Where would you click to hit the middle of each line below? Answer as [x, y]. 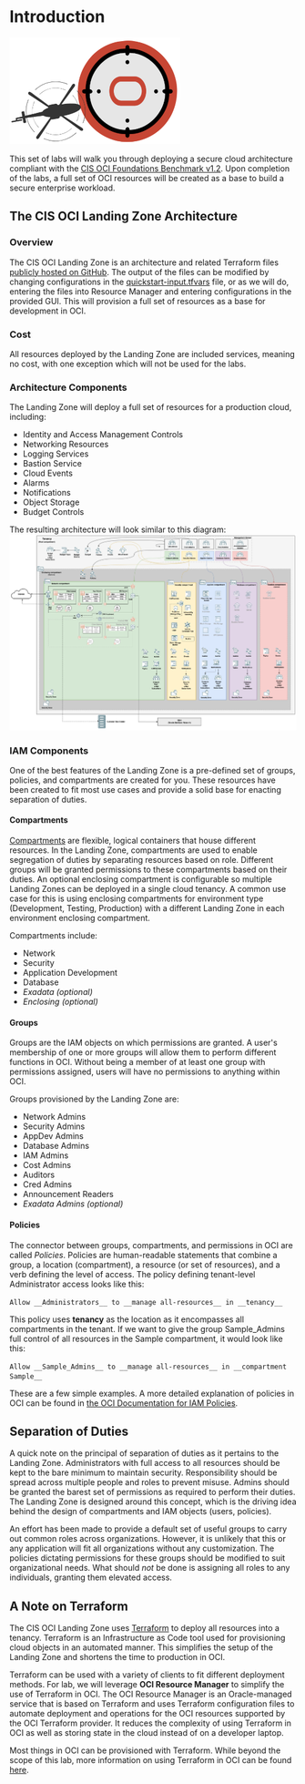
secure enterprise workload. [62, 188]
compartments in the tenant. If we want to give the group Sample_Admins [147, 1328]
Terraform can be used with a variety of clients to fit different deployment [147, 1675]
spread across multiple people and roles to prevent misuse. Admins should [149, 1482]
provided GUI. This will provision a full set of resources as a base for [137, 301]
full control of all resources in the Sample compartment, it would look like [147, 1338]
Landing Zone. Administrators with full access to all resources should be [145, 1463]
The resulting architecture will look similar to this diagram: [118, 529]
